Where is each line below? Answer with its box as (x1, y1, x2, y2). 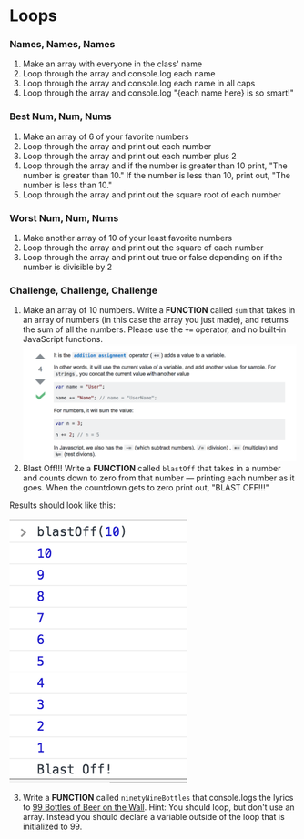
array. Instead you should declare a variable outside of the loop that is (22, 811, 285, 822)
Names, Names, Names (9, 38, 116, 51)
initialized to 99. (22, 821, 83, 832)
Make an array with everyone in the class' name (22, 58, 203, 69)
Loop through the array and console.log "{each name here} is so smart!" (22, 87, 294, 98)
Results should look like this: (9, 500, 116, 510)
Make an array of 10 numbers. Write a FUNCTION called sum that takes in (22, 305, 296, 316)
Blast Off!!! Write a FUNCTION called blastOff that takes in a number (22, 462, 281, 473)
